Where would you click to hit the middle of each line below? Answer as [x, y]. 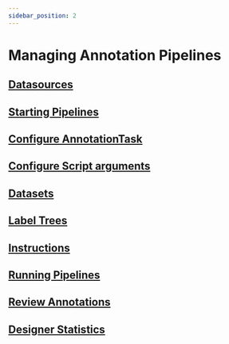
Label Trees [38, 221]
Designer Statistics [57, 329]
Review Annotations [59, 302]
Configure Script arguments [79, 166]
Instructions [39, 248]
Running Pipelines [54, 275]
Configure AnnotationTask [75, 139]
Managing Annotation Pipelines [115, 55]
